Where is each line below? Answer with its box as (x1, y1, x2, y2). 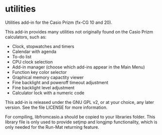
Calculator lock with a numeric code (12, 90, 85, 96)
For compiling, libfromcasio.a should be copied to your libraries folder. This (5, 114, 156, 119)
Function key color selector (12, 69, 67, 75)
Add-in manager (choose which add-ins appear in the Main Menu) (12, 64, 145, 70)
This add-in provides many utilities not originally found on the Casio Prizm (5, 29, 153, 34)
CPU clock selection (12, 59, 53, 65)
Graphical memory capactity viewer (12, 74, 84, 80)
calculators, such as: (5, 34, 47, 40)
